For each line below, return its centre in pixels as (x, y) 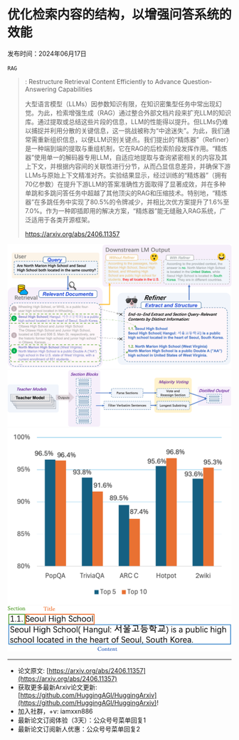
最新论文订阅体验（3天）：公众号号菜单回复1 (82, 720)
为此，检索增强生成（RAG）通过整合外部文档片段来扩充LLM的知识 (134, 113)
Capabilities (75, 89)
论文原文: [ (33, 670)
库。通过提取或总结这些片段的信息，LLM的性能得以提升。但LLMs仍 (123, 121)
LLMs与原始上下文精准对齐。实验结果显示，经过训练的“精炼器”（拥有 (126, 175)
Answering (41, 89)
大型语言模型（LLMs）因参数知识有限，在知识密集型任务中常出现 (120, 103)
